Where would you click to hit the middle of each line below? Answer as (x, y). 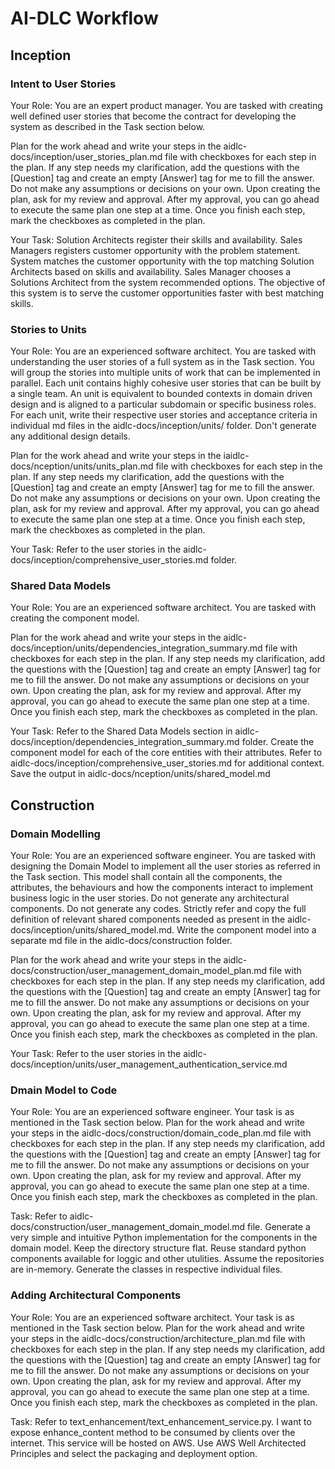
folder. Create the (278, 742)
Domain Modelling (55, 834)
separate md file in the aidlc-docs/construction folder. (121, 941)
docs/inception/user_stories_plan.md (86, 156)
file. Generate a (279, 1227)
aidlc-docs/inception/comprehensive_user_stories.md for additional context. (167, 763)
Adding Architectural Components (96, 1295)
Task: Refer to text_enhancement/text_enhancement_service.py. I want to (161, 1421)
